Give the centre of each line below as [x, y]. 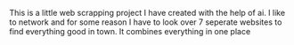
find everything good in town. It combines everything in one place [130, 31]
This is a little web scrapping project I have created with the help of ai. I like [147, 13]
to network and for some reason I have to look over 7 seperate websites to [146, 22]
